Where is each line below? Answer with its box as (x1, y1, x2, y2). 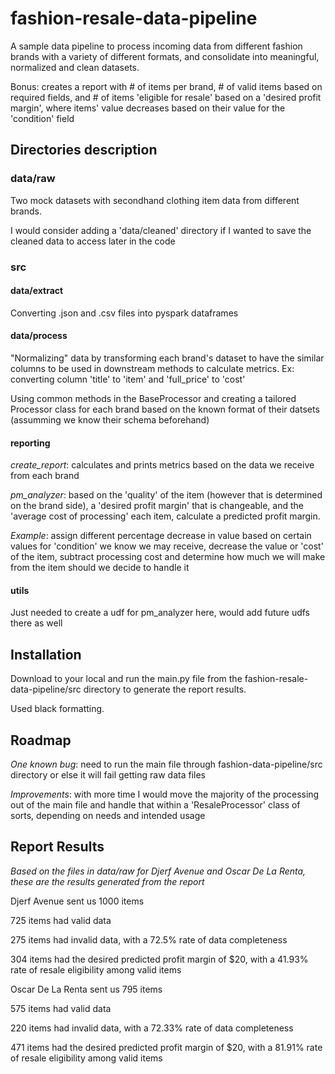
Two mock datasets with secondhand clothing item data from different (10, 194, 300, 206)
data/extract (10, 285, 64, 297)
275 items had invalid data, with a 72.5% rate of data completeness (10, 933, 288, 946)
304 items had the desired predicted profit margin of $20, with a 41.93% (10, 953, 309, 965)
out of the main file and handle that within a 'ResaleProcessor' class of (10, 798, 301, 811)
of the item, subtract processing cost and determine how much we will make (10, 551, 326, 563)
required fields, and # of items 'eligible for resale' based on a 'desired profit (10, 91, 322, 103)
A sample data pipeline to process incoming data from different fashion (10, 40, 303, 52)
